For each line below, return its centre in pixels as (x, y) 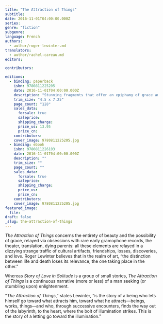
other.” (12, 266)
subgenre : (15, 32)
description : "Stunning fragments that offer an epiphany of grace (83, 95)
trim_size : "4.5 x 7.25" (39, 99)
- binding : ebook (27, 145)
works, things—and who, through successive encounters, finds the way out (81, 306)
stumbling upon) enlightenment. (37, 286)
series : (13, 23)
